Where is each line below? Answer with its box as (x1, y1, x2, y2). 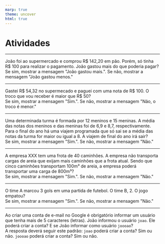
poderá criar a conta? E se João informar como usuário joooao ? (5, 223, 134, 229)
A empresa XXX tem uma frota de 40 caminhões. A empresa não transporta (5, 153, 159, 159)
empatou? (5, 193, 26, 199)
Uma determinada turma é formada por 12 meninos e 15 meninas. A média (5, 118, 155, 124)
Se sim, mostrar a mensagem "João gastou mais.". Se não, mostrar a (5, 69, 143, 75)
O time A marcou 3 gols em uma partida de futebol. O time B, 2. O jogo (5, 188, 148, 194)
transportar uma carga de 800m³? (5, 168, 74, 174)
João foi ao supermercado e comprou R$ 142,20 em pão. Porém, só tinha (5, 58, 154, 64)
